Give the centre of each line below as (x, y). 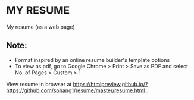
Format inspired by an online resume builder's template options (92, 60)
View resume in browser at (39, 84)
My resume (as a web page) (40, 27)
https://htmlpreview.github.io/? (110, 84)
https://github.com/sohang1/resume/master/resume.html (76, 90)
